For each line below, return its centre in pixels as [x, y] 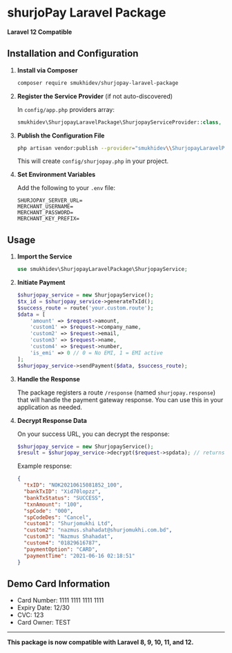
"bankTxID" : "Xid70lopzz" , [62, 492]
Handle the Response [49, 379]
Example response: [45, 466]
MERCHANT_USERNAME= [45, 207]
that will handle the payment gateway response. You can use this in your [120, 399]
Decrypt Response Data [52, 420]
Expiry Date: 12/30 [43, 608]
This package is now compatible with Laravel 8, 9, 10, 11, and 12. [100, 642]
